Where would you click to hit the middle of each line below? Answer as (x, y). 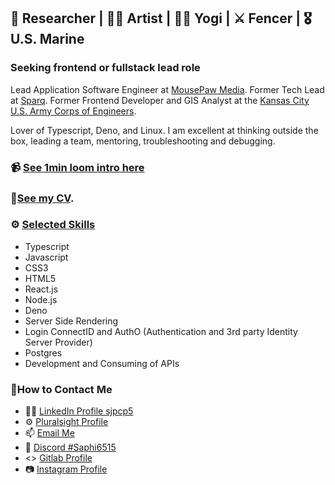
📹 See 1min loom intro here (77, 167)
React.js (41, 289)
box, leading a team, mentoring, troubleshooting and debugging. (143, 141)
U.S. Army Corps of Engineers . (73, 111)
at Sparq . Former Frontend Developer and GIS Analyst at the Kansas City (160, 100)
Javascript (46, 257)
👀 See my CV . (42, 198)
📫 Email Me (49, 433)
